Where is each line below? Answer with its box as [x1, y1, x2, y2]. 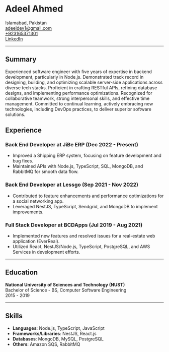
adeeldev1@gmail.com [5, 25, 52, 31]
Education [5, 268, 38, 277]
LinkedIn [5, 36, 23, 42]
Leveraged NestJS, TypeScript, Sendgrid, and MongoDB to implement [12, 203, 158, 209]
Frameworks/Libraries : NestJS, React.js [12, 330, 97, 336]
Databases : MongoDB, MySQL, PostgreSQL [12, 336, 104, 342]
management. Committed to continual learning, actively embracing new [5, 100, 153, 106]
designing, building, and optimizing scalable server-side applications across [5, 79, 163, 85]
